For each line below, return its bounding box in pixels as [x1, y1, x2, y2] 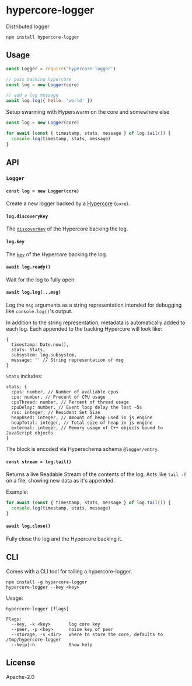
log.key [6, 239, 25, 244]
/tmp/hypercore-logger [6, 637, 61, 643]
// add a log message [6, 92, 59, 99]
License [6, 658, 36, 668]
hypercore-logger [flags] [6, 606, 69, 612]
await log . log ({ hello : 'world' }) [6, 98, 93, 104]
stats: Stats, [11, 347, 46, 352]
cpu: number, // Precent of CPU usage [11, 394, 106, 400]
